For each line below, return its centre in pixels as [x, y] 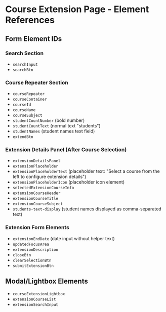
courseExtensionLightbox [39, 294]
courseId [22, 105]
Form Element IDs [34, 39]
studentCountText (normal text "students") [56, 126]
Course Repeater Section [37, 82]
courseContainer [30, 100]
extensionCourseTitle [35, 199]
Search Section [25, 53]
